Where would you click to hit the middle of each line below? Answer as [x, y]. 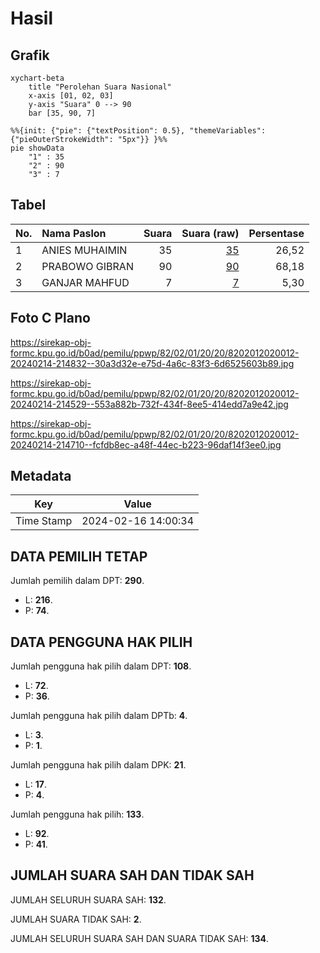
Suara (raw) [210, 233]
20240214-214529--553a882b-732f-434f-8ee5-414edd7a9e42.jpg [149, 404]
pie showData [37, 148]
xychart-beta [37, 78]
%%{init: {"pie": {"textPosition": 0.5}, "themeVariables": [138, 131]
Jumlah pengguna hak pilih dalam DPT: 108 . [101, 666]
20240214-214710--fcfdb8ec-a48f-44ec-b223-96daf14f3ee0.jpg [146, 444]
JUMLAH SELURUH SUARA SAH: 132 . [88, 899]
